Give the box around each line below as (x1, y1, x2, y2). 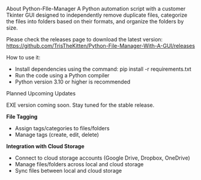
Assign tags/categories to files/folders (14, 125, 110, 131)
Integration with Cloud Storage (6, 143, 85, 149)
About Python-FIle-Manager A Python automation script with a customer (6, 5, 186, 12)
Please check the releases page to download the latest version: (6, 36, 163, 43)
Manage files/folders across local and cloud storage (14, 161, 144, 167)
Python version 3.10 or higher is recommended (14, 78, 131, 85)
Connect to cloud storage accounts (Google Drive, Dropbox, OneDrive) (14, 154, 190, 161)
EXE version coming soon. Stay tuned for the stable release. (6, 101, 155, 109)
